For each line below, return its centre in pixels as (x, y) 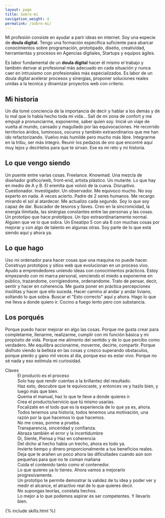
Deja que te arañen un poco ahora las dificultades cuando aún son (85, 454)
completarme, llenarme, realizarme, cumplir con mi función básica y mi (77, 334)
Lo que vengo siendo (38, 163)
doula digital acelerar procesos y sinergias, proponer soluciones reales (77, 78)
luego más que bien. (38, 391)
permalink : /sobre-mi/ (28, 23)
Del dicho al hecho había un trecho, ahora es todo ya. (71, 444)
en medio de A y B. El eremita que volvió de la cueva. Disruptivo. (70, 185)
